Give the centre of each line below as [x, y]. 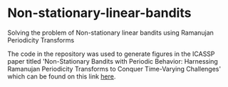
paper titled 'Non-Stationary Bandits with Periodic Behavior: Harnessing [113, 61]
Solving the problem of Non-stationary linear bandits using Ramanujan [110, 33]
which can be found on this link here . [62, 76]
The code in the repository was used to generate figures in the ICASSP [111, 54]
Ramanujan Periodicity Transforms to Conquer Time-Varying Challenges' [114, 69]
